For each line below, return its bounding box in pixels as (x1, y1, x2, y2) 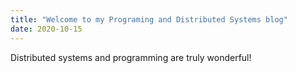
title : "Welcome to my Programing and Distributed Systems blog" (10, 14, 288, 25)
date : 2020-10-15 (10, 24, 83, 34)
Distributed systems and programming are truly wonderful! (10, 51, 252, 63)
